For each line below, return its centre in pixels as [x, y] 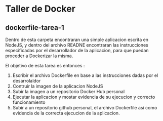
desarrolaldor [27, 81]
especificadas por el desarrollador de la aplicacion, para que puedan [77, 50]
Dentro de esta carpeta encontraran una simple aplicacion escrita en [77, 39]
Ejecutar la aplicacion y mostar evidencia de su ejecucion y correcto [84, 97]
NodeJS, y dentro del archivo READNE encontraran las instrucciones [77, 45]
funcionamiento [29, 102]
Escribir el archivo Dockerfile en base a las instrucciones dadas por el [85, 75]
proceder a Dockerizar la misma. [39, 56]
